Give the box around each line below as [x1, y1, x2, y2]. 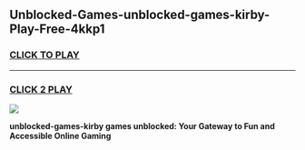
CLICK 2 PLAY [9, 83, 73, 95]
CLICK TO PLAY [9, 49, 80, 62]
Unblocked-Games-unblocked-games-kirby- [9, 7, 271, 23]
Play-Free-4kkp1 [9, 22, 105, 37]
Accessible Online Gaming [9, 130, 112, 141]
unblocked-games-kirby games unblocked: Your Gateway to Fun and [9, 120, 275, 131]
